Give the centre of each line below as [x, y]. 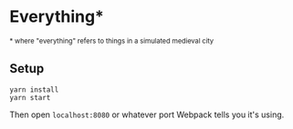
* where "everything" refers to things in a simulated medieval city [112, 41]
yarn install [34, 89]
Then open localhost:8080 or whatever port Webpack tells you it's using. [147, 114]
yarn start [30, 97]
